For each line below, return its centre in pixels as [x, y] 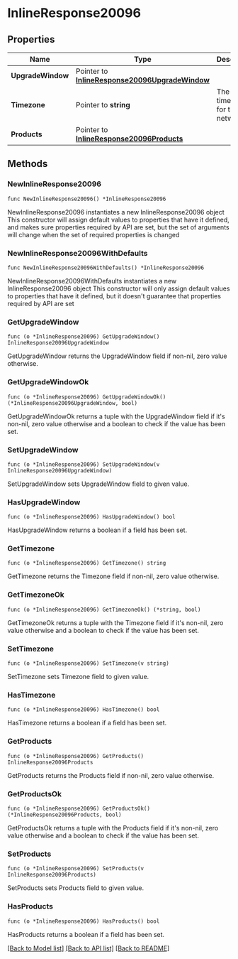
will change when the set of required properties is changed [93, 234]
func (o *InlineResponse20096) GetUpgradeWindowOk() [87, 397]
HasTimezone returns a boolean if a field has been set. [87, 723]
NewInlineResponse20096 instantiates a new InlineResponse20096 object [116, 212]
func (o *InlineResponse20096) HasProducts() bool [84, 921]
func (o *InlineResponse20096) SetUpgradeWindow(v [84, 464]
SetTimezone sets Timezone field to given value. [78, 677]
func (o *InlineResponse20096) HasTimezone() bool [84, 710]
